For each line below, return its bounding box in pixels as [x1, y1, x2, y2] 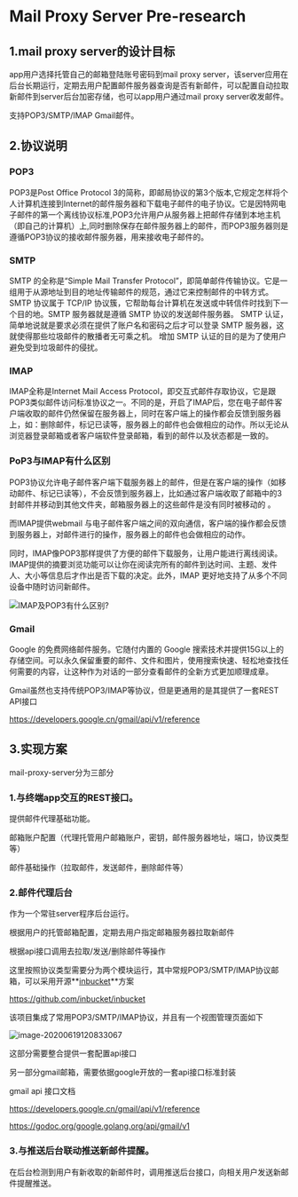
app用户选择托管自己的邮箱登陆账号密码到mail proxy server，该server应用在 [9, 69, 289, 79]
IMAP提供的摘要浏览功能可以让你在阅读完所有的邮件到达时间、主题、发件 [9, 559, 278, 569]
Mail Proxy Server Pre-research [9, 6, 247, 27]
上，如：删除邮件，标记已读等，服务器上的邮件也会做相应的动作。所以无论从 [9, 419, 289, 430]
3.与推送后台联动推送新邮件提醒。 [9, 1145, 155, 1157]
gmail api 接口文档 [9, 1086, 76, 1097]
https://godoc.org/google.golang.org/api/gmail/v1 [9, 1121, 191, 1131]
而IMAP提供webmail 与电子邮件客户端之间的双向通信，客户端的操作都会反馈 [9, 518, 286, 528]
